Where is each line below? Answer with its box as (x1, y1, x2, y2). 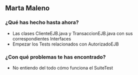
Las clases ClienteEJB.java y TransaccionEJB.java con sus (12, 30, 133, 36)
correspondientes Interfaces (12, 35, 71, 41)
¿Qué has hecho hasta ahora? (5, 19, 79, 26)
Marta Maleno (5, 4, 50, 12)
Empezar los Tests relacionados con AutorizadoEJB (12, 41, 119, 47)
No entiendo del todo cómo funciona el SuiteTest (12, 64, 113, 70)
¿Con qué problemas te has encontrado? (5, 53, 106, 60)
